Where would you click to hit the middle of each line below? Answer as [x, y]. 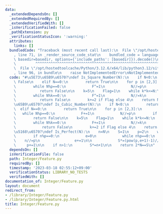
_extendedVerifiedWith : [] [37, 23]
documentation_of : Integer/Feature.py [44, 181]
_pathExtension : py [29, 32]
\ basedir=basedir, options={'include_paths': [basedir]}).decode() [84, 59]
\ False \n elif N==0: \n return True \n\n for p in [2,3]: [87, 82]
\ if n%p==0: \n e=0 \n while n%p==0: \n [84, 136]
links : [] [24, 46]
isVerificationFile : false [37, 154]
